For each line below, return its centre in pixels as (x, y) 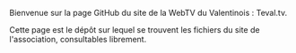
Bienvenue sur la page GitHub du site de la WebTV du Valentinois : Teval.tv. (148, 13)
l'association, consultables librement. (78, 39)
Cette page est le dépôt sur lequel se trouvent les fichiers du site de (135, 30)
